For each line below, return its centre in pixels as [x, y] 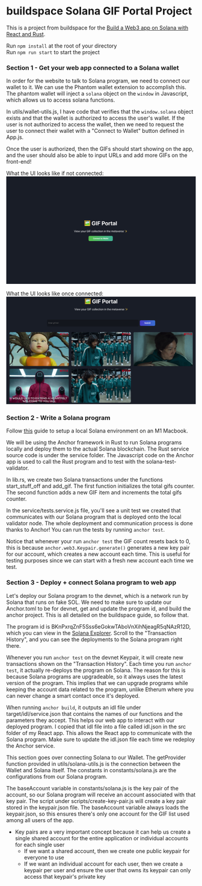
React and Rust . [26, 34]
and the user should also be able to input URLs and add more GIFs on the [97, 155]
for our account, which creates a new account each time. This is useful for [98, 554]
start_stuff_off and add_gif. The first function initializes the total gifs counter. [101, 486]
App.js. [15, 137]
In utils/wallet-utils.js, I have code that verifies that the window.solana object [100, 112]
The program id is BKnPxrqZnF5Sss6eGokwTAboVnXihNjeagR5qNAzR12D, [99, 626]
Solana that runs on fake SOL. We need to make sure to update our [89, 602]
